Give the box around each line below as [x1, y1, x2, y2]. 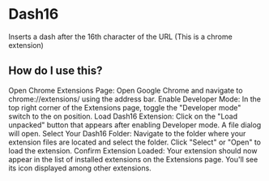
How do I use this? [8, 64, 103, 78]
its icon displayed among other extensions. [8, 163, 152, 173]
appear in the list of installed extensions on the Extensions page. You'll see [8, 154, 258, 164]
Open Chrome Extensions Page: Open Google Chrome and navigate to [8, 85, 243, 95]
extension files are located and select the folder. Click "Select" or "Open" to [8, 137, 262, 147]
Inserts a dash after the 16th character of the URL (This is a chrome [8, 32, 233, 41]
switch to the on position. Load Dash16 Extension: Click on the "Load [8, 111, 238, 121]
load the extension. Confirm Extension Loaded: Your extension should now [8, 145, 258, 155]
